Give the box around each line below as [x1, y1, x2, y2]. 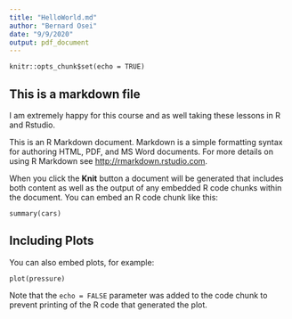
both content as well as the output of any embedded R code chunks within [9, 183, 282, 193]
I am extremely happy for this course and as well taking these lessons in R [9, 110, 280, 121]
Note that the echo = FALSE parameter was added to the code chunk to [9, 290, 268, 300]
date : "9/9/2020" [9, 29, 74, 38]
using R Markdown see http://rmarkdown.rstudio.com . [9, 156, 207, 167]
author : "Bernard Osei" [9, 21, 98, 30]
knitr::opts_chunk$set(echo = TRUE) [9, 62, 145, 71]
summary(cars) [9, 209, 62, 218]
